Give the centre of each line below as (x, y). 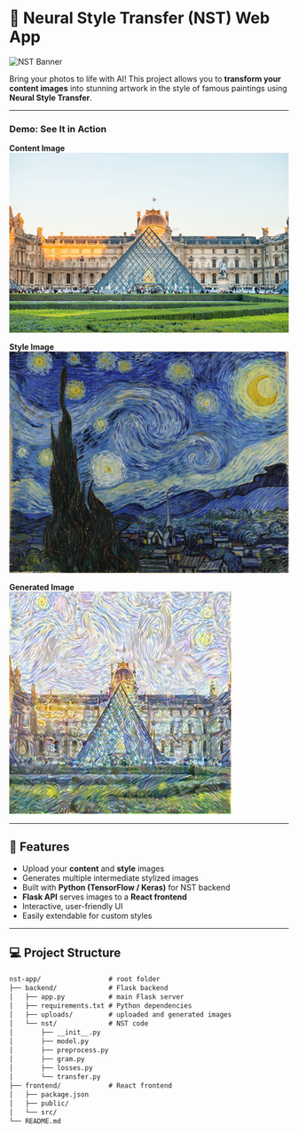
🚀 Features (39, 847)
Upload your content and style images (93, 868)
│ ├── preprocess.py (59, 1050)
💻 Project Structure (65, 953)
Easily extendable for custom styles (87, 915)
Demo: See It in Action (58, 129)
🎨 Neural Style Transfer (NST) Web (140, 18)
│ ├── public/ (39, 1103)
